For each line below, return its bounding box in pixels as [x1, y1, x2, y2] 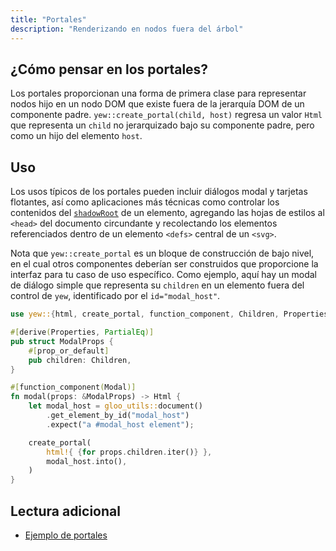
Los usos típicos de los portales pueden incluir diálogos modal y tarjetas [10, 186, 308, 198]
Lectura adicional [10, 502, 121, 520]
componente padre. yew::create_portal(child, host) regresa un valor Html [10, 109, 323, 121]
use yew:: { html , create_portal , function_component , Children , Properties [10, 309, 329, 320]
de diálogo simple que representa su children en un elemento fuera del [10, 279, 305, 291]
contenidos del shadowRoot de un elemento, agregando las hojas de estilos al [10, 207, 325, 219]
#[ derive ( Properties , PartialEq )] [10, 327, 155, 337]
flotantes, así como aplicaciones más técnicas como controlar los [10, 196, 280, 208]
